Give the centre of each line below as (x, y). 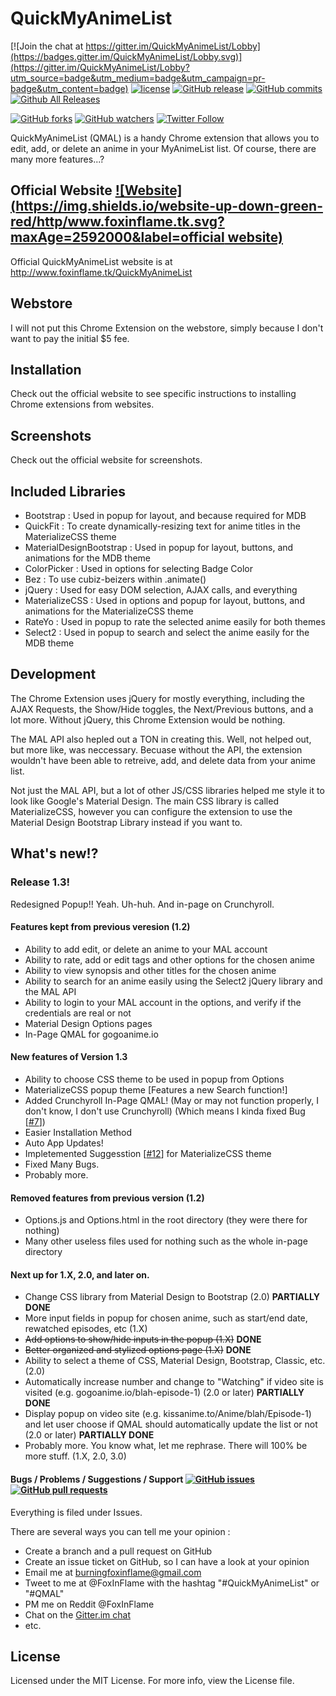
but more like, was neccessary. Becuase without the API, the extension (156, 749)
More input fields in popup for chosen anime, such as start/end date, (166, 1318)
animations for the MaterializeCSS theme (109, 611)
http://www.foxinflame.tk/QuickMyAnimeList (101, 272)
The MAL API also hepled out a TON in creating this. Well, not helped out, (161, 739)
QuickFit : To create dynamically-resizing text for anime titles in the (162, 526)
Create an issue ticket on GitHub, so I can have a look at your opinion (167, 1561)
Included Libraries (68, 491)
